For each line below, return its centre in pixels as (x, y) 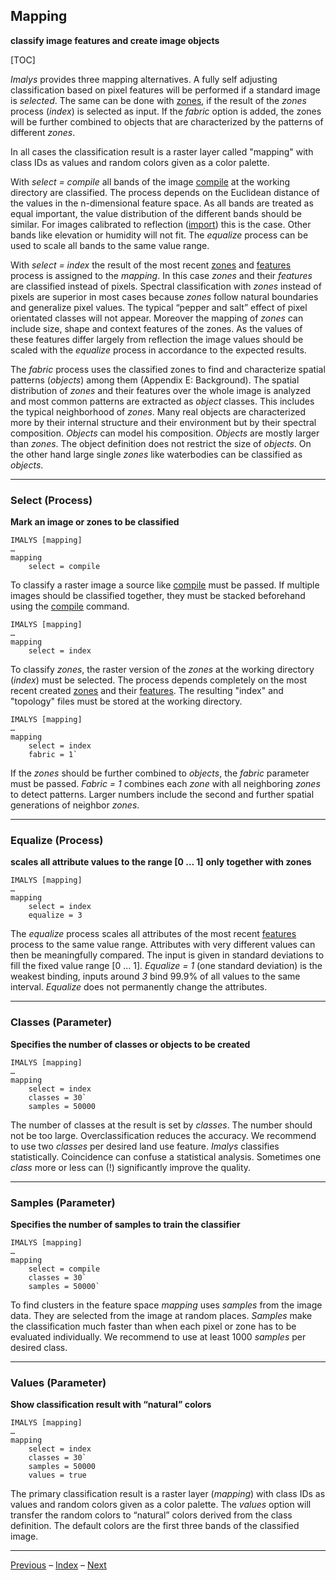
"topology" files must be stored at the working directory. (126, 701)
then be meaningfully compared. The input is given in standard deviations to (167, 955)
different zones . (43, 132)
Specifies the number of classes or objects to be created (130, 1044)
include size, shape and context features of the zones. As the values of (156, 328)
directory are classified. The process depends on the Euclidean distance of (165, 192)
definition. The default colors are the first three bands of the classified (155, 1526)
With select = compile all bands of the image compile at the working (150, 181)
